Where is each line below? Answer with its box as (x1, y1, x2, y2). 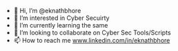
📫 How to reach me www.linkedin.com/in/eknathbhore (13, 37, 170, 44)
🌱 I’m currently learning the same (13, 21, 108, 29)
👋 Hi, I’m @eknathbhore (13, 7, 81, 14)
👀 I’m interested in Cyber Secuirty (13, 14, 110, 22)
